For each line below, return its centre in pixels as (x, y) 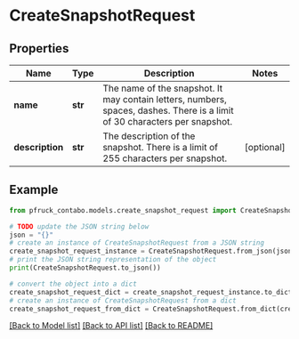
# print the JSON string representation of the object (113, 260)
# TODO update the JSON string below (79, 226)
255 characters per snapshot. (165, 158)
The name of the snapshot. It (162, 88)
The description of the (149, 136)
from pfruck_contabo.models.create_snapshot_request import (123, 210)
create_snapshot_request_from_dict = (79, 309)
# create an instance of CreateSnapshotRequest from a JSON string (137, 243)
